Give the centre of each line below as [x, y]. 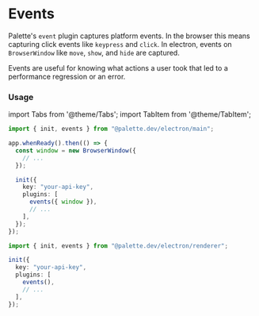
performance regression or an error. [67, 76]
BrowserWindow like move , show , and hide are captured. [94, 52]
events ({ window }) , [63, 202]
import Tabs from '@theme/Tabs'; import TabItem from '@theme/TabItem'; [130, 114]
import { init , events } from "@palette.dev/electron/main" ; [111, 129]
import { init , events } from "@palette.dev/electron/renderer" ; [118, 246]
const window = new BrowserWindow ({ [76, 150]
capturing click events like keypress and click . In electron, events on [120, 44]
